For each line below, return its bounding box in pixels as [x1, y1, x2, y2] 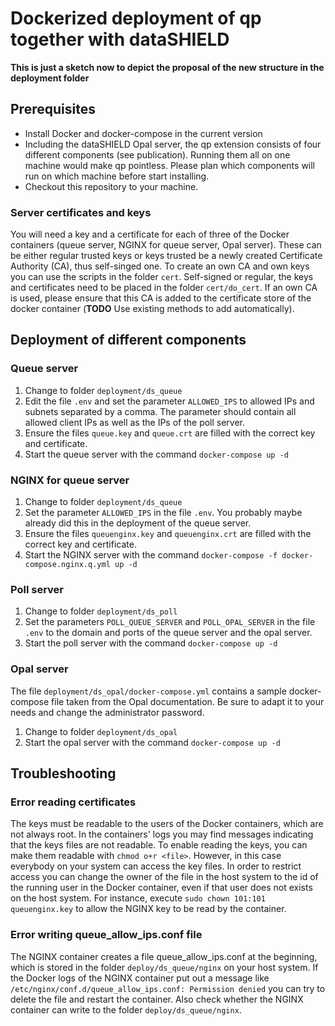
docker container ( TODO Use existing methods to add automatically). [10, 303, 295, 315]
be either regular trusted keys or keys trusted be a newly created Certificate [10, 250, 323, 262]
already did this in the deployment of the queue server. [24, 517, 252, 529]
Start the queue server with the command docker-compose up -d [24, 448, 290, 460]
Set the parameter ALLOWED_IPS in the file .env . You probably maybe [24, 507, 303, 519]
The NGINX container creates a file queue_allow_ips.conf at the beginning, [10, 950, 318, 962]
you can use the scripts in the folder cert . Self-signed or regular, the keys [10, 271, 314, 283]
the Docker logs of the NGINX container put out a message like [10, 972, 270, 984]
